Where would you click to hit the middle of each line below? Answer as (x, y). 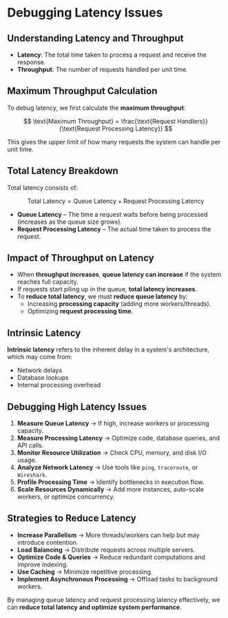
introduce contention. (48, 542)
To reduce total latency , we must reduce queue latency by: (102, 297)
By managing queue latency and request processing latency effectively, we (114, 599)
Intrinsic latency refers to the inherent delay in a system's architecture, (108, 349)
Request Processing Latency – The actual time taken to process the (114, 229)
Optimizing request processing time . (80, 311)
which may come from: (40, 357)
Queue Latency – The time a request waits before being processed (112, 214)
